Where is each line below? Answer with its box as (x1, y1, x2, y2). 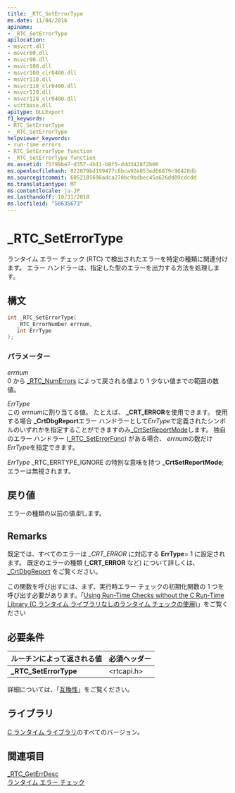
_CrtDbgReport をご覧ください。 (7, 568, 102, 576)
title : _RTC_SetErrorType (7, 10, 83, 18)
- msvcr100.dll (7, 63, 52, 70)
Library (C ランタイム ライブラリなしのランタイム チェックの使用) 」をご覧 (7, 600, 222, 608)
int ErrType (16, 327, 52, 335)
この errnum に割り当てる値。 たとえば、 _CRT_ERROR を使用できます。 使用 (7, 408, 229, 416)
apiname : (7, 23, 33, 30)
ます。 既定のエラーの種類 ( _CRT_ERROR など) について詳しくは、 (7, 558, 199, 567)
